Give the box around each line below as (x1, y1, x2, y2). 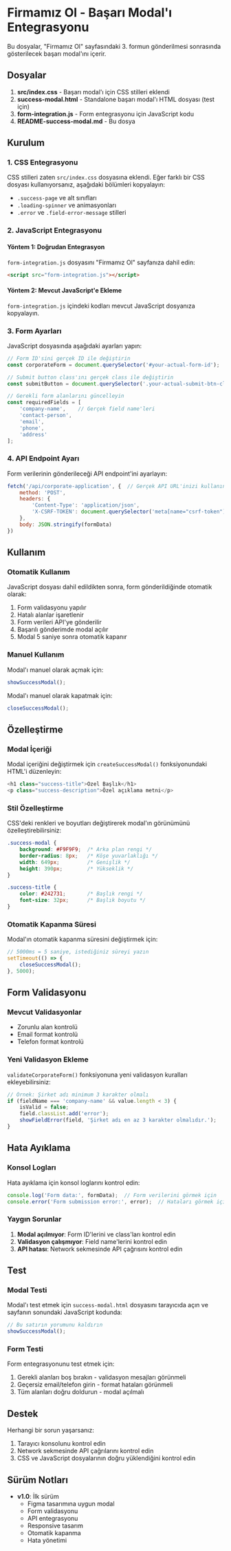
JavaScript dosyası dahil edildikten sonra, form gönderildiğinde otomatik (7, 583, 212, 591)
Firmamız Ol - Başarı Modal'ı (7, 5, 173, 21)
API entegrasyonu (27, 1515, 78, 1523)
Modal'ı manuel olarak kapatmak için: (7, 691, 113, 699)
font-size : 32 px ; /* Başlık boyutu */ (19, 897, 146, 904)
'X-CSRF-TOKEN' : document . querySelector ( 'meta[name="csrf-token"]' (32, 508, 229, 516)
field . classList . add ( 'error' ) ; (19, 1110, 109, 1117)
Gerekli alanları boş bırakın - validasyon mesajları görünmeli (16, 1373, 186, 1382)
